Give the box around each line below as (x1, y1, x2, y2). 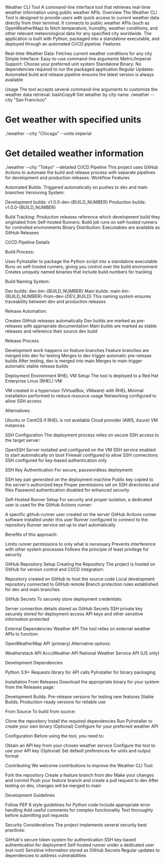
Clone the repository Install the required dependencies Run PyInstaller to (5, 718, 153, 724)
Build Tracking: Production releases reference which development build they (5, 214, 161, 219)
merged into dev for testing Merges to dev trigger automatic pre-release (5, 352, 152, 358)
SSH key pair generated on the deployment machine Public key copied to (5, 476, 154, 482)
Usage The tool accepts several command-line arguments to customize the (5, 86, 158, 92)
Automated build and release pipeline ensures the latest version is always (5, 72, 154, 77)
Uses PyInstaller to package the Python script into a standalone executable (5, 258, 158, 264)
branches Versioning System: (5, 189, 65, 195)
